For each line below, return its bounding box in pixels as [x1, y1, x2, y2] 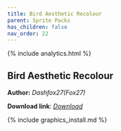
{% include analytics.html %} [7, 49, 91, 58]
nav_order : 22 [7, 30, 49, 37]
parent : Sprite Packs [7, 17, 71, 24]
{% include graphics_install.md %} [7, 116, 108, 124]
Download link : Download [7, 102, 83, 111]
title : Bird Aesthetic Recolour [7, 10, 102, 18]
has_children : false [7, 23, 68, 30]
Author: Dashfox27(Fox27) [7, 89, 86, 97]
